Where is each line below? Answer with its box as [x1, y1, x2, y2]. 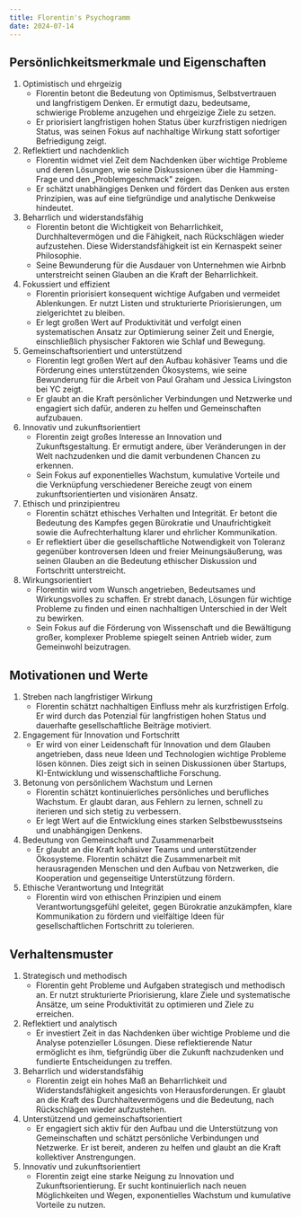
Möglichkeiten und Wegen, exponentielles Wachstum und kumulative [35, 1189, 292, 1200]
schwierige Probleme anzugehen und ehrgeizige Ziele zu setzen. [35, 107, 277, 118]
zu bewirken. [35, 613, 84, 624]
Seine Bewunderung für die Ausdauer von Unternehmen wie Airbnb [35, 260, 287, 270]
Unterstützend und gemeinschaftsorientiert [22, 1113, 182, 1124]
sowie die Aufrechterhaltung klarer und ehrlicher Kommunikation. [35, 527, 278, 538]
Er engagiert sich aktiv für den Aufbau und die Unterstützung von [35, 1123, 279, 1133]
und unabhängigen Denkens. [35, 825, 143, 836]
